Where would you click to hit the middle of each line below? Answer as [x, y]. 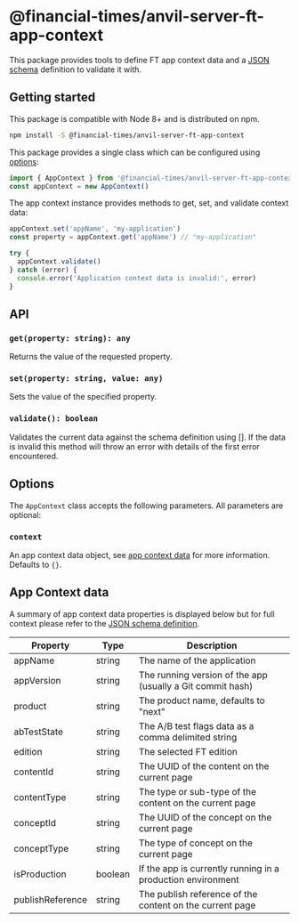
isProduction [40, 874]
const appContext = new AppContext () [79, 186]
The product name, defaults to [202, 700]
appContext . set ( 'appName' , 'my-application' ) [95, 229]
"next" [152, 711]
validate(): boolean [54, 419]
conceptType [41, 848]
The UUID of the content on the [204, 765]
